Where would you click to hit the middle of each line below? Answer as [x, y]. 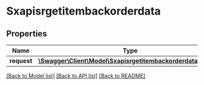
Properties [27, 34]
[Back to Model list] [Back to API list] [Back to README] [76, 76]
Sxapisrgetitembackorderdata [83, 11]
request [21, 61]
